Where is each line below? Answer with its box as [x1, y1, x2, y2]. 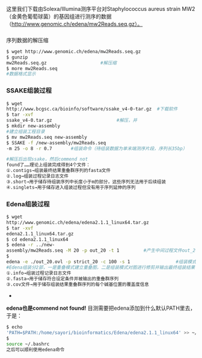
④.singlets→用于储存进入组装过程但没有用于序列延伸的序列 [6, 184, 136, 190]
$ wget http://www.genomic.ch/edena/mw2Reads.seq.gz [6, 48, 141, 54]
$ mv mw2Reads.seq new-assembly [6, 134, 87, 140]
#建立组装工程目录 [6, 129, 45, 135]
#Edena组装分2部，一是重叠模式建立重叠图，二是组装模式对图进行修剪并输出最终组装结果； [6, 264, 200, 270]
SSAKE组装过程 [6, 86, 52, 95]
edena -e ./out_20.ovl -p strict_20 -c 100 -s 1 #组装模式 [6, 259, 197, 265]
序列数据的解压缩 [6, 36, 49, 43]
